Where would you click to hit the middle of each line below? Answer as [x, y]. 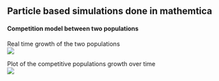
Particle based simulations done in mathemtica [110, 11]
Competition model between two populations [73, 28]
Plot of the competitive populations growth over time [81, 63]
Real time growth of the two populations [64, 44]
